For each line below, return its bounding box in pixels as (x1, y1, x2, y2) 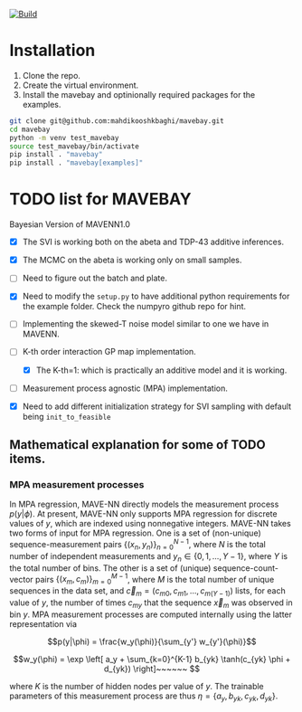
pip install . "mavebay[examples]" (9, 158, 144, 167)
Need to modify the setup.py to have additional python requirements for (22, 290, 290, 302)
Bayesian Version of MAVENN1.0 (9, 219, 131, 230)
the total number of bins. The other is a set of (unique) (9, 562, 212, 574)
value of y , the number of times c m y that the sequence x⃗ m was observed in (9, 597, 294, 610)
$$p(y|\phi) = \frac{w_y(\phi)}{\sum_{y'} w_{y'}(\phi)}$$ (47, 636, 257, 647)
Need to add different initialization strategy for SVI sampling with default (22, 401, 292, 412)
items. (9, 451, 46, 467)
